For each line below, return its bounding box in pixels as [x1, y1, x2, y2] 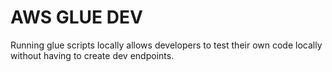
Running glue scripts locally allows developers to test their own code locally [10, 39, 323, 51]
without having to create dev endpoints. [10, 49, 175, 61]
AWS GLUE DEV [10, 6, 143, 29]
